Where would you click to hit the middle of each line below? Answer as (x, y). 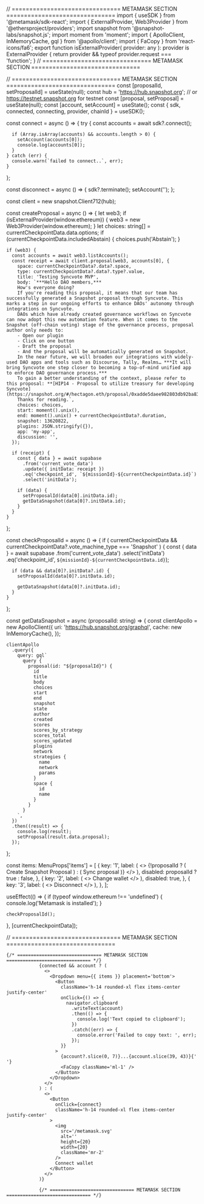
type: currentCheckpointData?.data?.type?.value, (81, 271)
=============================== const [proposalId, (84, 85)
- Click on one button (46, 341)
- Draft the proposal (44, 346)
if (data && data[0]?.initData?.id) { (61, 571)
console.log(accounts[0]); (51, 145)
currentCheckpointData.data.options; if (55, 232)
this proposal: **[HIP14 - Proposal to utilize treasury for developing (100, 384)
